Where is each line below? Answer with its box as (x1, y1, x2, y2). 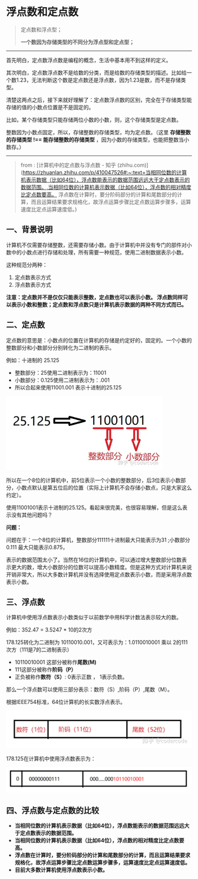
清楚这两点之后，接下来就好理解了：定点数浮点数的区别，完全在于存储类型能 (6, 96, 192, 103)
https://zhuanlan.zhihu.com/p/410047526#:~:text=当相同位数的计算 (22, 168, 187, 176)
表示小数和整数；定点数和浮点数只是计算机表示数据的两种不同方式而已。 (11, 301, 187, 308)
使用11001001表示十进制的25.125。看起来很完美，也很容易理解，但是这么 (6, 504, 183, 511)
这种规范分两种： (6, 261, 48, 268)
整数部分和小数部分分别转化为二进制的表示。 (6, 344, 115, 351)
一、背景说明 (6, 224, 53, 234)
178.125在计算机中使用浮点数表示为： (6, 755, 96, 762)
